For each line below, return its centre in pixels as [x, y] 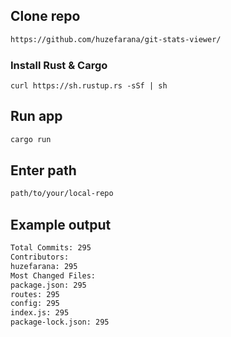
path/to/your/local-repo [62, 194]
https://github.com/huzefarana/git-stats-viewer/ [116, 39]
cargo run [31, 139]
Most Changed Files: [53, 275]
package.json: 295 [48, 285]
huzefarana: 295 [44, 266]
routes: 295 [35, 294]
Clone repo [45, 16]
